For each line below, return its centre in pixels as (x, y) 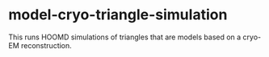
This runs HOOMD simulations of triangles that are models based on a (125, 37)
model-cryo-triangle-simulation (118, 15)
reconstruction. (46, 45)
